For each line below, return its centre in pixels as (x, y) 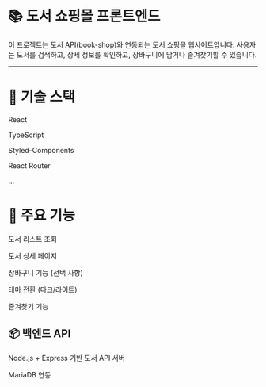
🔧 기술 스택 (42, 97)
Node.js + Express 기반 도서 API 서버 (66, 358)
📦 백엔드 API (40, 334)
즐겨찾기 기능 (28, 306)
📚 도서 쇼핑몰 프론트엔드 (84, 16)
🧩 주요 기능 (42, 216)
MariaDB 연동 (30, 374)
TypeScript (26, 135)
